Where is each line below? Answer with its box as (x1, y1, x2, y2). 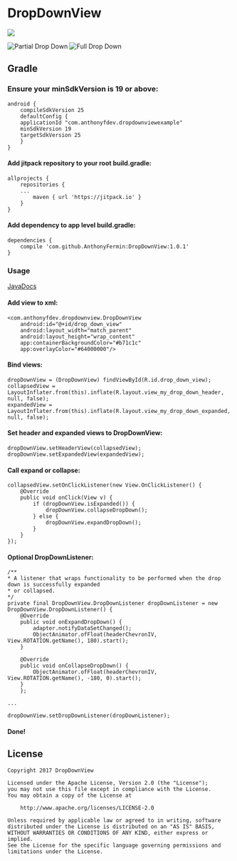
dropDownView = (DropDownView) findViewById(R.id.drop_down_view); (7, 376, 212, 383)
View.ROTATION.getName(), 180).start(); (7, 637, 130, 645)
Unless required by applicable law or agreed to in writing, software (7, 817, 221, 824)
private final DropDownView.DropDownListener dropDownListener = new (7, 600, 218, 607)
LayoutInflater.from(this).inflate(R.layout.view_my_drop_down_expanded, (7, 407, 231, 414)
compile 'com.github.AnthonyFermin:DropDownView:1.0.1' (20, 243, 190, 250)
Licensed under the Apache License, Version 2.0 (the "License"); (7, 779, 209, 786)
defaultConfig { (20, 113, 69, 120)
